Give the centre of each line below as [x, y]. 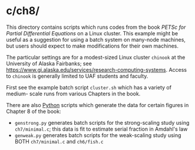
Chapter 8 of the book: [34, 111]
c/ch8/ [23, 11]
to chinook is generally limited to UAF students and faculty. [77, 76]
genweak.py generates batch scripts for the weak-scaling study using [98, 135]
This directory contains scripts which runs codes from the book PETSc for [96, 27]
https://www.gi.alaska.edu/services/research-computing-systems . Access [97, 69]
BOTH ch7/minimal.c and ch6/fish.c [59, 141]
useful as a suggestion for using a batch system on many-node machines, [96, 39]
